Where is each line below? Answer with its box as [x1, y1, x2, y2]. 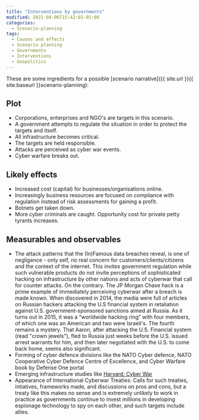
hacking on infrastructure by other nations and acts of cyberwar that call [14, 275, 192, 282]
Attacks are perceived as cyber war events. [14, 146, 121, 153]
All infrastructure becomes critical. [14, 133, 100, 141]
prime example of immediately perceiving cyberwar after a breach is [14, 288, 182, 295]
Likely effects [6, 169, 58, 179]
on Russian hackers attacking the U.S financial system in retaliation [14, 300, 179, 307]
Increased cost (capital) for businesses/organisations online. [14, 185, 163, 192]
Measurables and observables [6, 234, 121, 244]
